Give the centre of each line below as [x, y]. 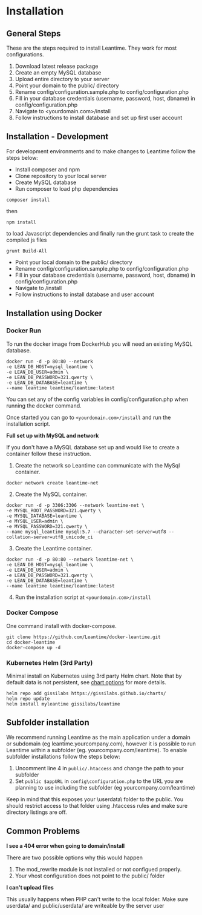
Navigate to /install [38, 288]
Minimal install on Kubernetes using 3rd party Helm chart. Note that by [94, 676]
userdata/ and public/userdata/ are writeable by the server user [85, 905]
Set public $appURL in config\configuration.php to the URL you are [99, 781]
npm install [21, 222]
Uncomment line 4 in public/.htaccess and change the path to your [99, 768]
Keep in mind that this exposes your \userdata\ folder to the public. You [95, 799]
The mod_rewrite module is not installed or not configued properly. [98, 869]
